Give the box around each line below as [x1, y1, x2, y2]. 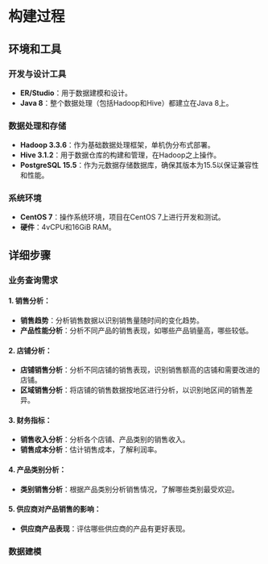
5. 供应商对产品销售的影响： [8, 504, 101, 514]
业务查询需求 [8, 274, 59, 286]
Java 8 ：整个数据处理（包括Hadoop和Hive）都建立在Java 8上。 [19, 98, 233, 107]
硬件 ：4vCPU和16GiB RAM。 [19, 223, 116, 232]
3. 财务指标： [8, 415, 52, 424]
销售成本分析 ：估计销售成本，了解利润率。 [19, 445, 162, 454]
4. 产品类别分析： [8, 465, 67, 474]
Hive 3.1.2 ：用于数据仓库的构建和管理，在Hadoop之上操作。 [19, 150, 221, 160]
